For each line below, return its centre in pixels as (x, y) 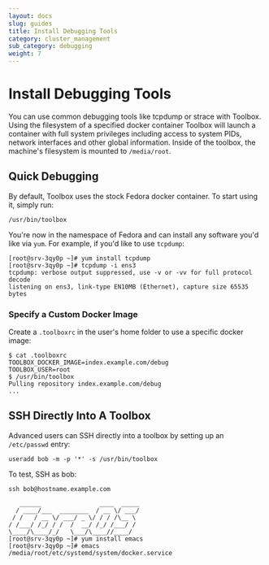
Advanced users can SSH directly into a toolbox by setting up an (116, 435)
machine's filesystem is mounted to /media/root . (90, 150)
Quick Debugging (54, 177)
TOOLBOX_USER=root (39, 370)
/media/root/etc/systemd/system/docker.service (91, 553)
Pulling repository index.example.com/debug (85, 384)
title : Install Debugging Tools (63, 31)
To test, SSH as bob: (43, 474)
